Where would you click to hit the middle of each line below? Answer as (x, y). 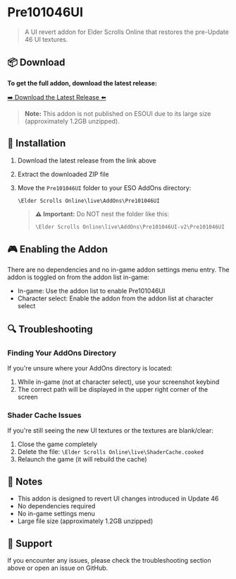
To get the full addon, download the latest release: (82, 83)
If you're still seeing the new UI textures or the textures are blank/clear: (110, 431)
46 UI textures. (46, 39)
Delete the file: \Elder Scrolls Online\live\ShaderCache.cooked (111, 452)
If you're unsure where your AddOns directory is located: (90, 368)
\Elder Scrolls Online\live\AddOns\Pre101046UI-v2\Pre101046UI (130, 227)
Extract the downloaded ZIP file (63, 174)
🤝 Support (30, 543)
